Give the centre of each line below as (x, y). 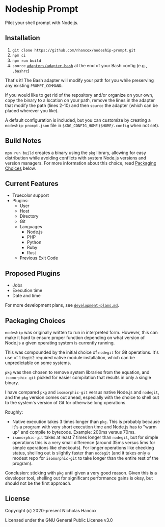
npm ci (19, 55)
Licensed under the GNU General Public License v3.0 (59, 520)
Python (34, 242)
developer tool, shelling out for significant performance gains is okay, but (79, 478)
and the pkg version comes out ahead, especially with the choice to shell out (82, 397)
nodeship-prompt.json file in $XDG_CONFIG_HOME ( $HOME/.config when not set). (82, 125)
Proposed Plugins (33, 273)
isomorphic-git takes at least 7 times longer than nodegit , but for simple (85, 437)
